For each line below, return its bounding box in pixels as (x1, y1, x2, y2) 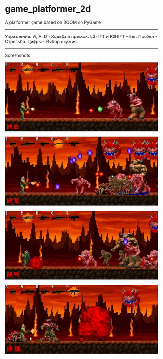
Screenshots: (5, 53, 32, 58)
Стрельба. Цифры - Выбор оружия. (5, 38, 78, 44)
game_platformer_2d (5, 3, 91, 15)
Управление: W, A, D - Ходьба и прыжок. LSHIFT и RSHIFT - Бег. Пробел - (5, 33, 158, 39)
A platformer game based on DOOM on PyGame (5, 19, 101, 25)
